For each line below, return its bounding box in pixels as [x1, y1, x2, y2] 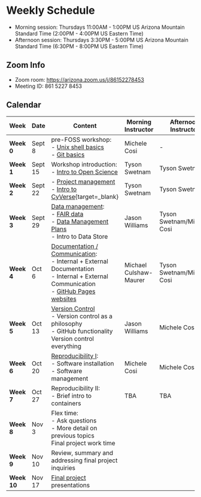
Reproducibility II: [51, 384, 100, 392]
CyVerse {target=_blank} [51, 192, 119, 201]
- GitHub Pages [51, 287, 96, 295]
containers [51, 399, 81, 407]
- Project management [51, 177, 115, 186]
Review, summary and [51, 448, 114, 457]
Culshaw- [124, 268, 153, 276]
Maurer [124, 276, 145, 284]
